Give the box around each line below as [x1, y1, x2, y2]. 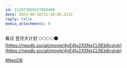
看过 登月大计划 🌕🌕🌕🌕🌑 [5, 35, 59, 41]
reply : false [5, 16, 33, 21]
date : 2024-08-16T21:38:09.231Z [5, 12, 73, 17]
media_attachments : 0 [5, 21, 51, 26]
